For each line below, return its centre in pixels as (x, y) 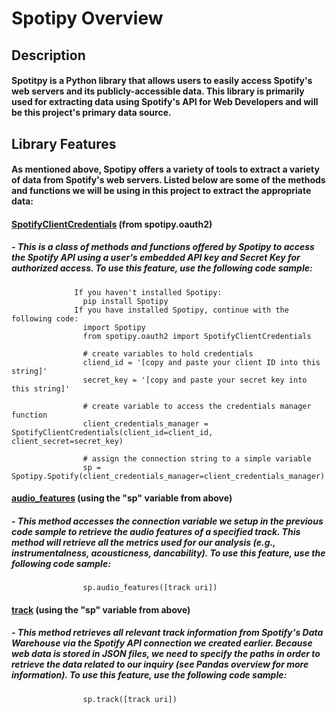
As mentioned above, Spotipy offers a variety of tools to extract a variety (165, 169)
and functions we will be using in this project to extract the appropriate (161, 191)
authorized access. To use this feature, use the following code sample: (162, 268)
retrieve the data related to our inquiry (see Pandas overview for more (160, 664)
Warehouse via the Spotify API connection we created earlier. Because (162, 643)
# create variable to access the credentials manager (197, 406)
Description (48, 55)
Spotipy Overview (87, 18)
